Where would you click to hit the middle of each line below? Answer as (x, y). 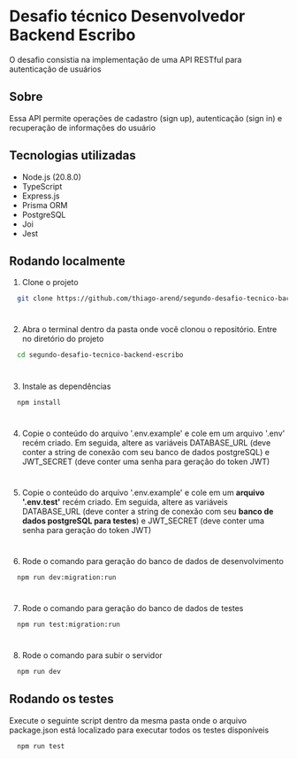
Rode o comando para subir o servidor (92, 655)
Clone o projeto (50, 283)
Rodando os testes (62, 699)
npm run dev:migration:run (67, 577)
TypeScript (42, 186)
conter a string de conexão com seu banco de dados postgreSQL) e (145, 452)
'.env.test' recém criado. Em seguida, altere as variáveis (125, 501)
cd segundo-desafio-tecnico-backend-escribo (100, 355)
